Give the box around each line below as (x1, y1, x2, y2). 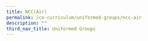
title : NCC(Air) (6, 8, 47, 15)
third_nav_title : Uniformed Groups (6, 25, 96, 32)
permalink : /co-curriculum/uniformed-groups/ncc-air (6, 14, 142, 20)
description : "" (6, 20, 47, 26)
